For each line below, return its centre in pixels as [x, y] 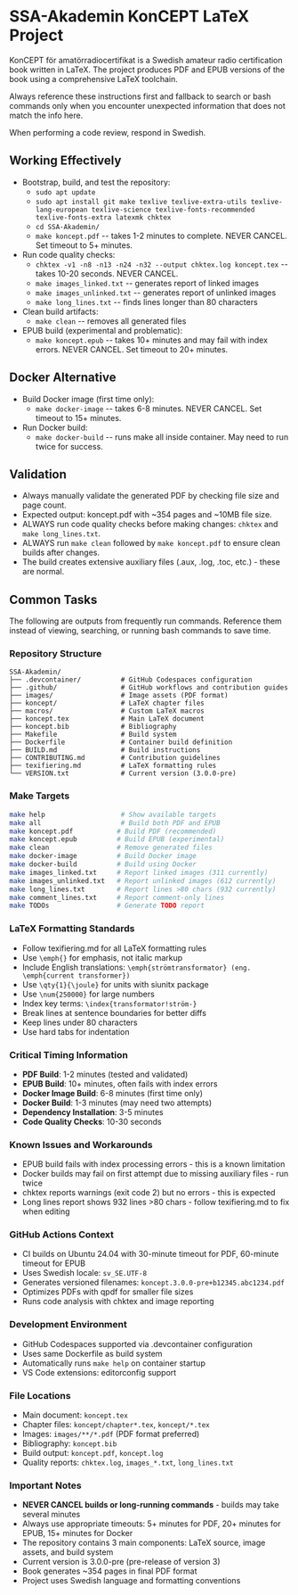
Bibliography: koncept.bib [69, 1443]
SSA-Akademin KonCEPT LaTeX [129, 17]
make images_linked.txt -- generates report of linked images [147, 283]
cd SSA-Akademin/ [68, 227]
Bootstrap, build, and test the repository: [96, 182]
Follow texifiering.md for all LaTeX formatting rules [114, 948]
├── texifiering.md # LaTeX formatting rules [113, 766]
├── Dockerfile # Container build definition [121, 742]
